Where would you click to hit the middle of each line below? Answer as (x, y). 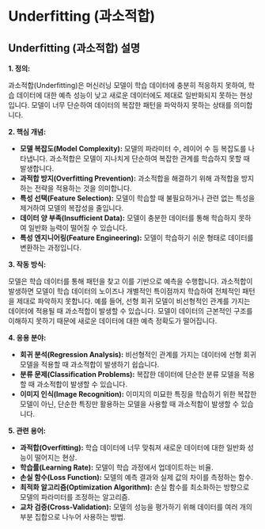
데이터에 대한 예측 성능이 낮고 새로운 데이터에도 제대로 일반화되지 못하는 (127, 95)
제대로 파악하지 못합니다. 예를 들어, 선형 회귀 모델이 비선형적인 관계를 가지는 (133, 301)
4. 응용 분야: (27, 338)
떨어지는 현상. (56, 457)
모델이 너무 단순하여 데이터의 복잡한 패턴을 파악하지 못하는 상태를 (131, 105)
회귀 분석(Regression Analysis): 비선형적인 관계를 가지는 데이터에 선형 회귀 (138, 354)
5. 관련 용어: (27, 431)
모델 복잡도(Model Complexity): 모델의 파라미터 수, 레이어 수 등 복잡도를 (133, 148)
